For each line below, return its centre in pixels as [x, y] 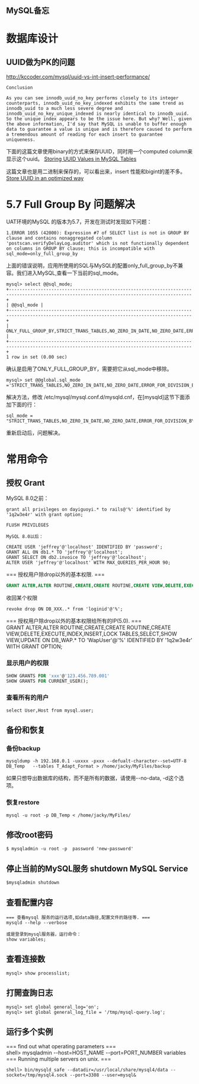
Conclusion [20, 88]
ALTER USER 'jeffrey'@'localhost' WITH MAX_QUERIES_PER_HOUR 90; [88, 563]
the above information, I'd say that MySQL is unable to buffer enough [96, 124]
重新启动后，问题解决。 [35, 433]
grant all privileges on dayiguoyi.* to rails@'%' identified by [88, 510]
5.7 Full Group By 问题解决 [70, 204]
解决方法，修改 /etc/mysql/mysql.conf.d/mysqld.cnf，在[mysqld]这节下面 [96, 397]
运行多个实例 [30, 1031]
